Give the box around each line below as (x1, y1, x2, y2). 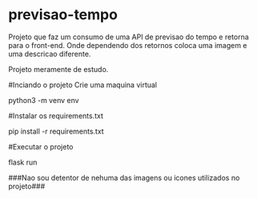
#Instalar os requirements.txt (8, 110, 104, 121)
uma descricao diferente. (8, 49, 91, 58)
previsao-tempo (8, 6, 118, 24)
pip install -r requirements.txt (8, 126, 104, 136)
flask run (8, 157, 38, 167)
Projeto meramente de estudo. (8, 64, 109, 74)
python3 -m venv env (8, 95, 79, 105)
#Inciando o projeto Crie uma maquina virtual (8, 80, 158, 90)
